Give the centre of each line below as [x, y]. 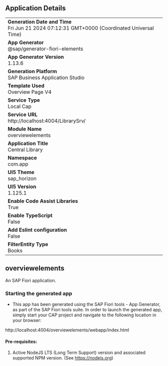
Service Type [24, 100]
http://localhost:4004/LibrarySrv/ [47, 121]
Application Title [28, 143]
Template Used [26, 86]
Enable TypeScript [30, 215]
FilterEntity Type [28, 244]
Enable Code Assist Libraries [43, 201]
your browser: [27, 320]
